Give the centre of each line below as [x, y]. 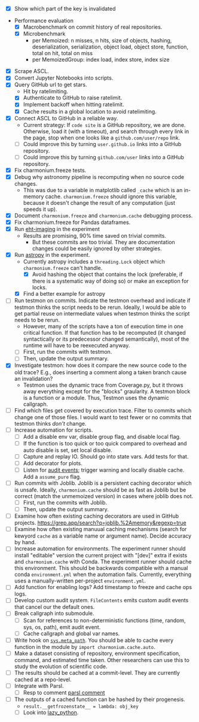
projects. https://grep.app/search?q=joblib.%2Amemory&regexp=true [100, 523]
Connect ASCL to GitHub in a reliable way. [66, 118]
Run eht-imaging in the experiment [57, 229]
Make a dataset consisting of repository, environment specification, [97, 653]
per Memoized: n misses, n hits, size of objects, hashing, [102, 41]
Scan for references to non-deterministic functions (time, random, [104, 620]
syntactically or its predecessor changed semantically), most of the [106, 339]
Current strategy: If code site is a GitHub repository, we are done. [104, 125]
